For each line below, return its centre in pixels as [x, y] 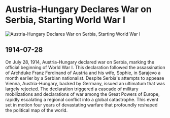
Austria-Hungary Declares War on [79, 9]
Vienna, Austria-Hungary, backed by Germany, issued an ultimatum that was [85, 83]
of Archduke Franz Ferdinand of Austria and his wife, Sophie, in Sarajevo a [83, 73]
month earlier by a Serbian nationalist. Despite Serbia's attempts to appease [85, 78]
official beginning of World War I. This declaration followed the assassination [85, 67]
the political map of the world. [37, 110]
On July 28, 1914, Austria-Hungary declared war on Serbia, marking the [80, 62]
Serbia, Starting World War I [65, 20]
